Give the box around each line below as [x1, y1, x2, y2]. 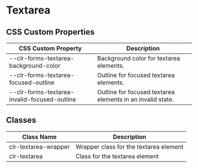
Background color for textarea [97, 54, 180, 62]
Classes [6, 115, 37, 125]
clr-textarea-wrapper [9, 142, 70, 150]
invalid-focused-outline [9, 95, 77, 103]
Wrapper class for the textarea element [75, 142, 184, 150]
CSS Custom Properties [6, 27, 95, 37]
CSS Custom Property [18, 45, 82, 52]
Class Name [22, 133, 57, 141]
